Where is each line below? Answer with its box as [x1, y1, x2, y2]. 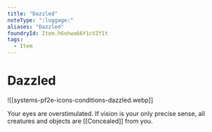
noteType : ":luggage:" [7, 17, 74, 24]
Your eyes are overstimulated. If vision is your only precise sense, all [7, 109, 206, 117]
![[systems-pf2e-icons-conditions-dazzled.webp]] [7, 96, 154, 104]
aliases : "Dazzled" [7, 23, 65, 30]
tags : [7, 36, 23, 43]
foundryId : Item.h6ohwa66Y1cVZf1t [7, 29, 109, 37]
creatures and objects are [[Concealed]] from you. [7, 117, 153, 125]
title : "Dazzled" [7, 10, 58, 17]
